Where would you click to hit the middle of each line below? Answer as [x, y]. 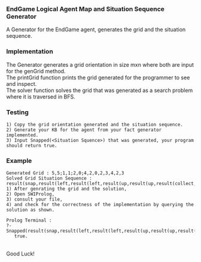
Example [19, 160]
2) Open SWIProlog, [31, 194]
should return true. [32, 145]
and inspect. [22, 84]
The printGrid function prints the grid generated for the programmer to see [98, 78]
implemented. [22, 135]
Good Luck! [20, 254]
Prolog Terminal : [29, 221]
